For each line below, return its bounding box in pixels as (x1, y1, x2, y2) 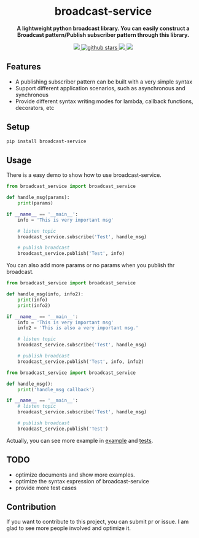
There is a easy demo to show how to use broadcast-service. (6, 171, 162, 179)
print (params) (17, 200, 53, 206)
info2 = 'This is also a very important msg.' (17, 325, 139, 331)
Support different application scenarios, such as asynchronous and (15, 84, 185, 92)
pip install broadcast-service (6, 138, 87, 144)
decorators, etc (15, 104, 55, 111)
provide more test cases (15, 484, 77, 491)
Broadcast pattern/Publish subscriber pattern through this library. (17, 31, 189, 38)
